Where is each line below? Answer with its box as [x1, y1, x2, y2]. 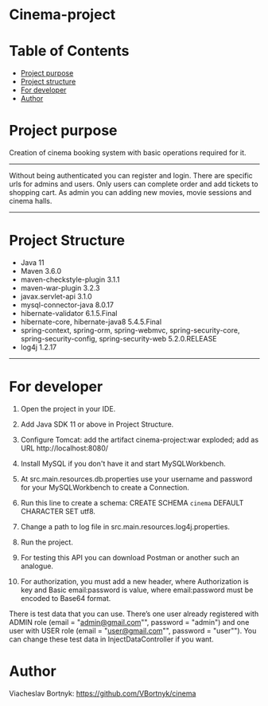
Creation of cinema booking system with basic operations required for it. [9, 148, 247, 158]
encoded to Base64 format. [20, 593, 111, 603]
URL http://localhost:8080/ [20, 443, 109, 453]
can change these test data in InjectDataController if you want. [9, 634, 214, 644]
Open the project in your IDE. [20, 404, 116, 413]
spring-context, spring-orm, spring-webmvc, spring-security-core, [20, 326, 240, 335]
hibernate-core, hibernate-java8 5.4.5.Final [20, 317, 162, 326]
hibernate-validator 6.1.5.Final [20, 309, 118, 318]
